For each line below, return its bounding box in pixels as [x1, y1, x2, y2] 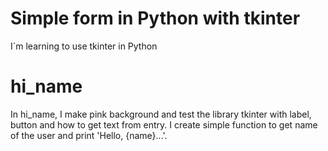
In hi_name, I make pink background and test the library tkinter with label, [10, 108, 312, 120]
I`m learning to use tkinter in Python [10, 40, 158, 52]
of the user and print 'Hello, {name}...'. [10, 129, 168, 141]
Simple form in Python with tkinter [10, 7, 301, 30]
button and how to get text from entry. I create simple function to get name [10, 118, 318, 131]
